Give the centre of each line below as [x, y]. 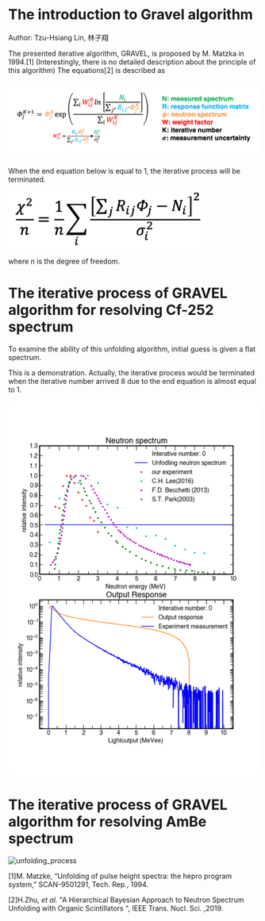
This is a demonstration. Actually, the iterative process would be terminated [132, 372]
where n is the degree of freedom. [64, 261]
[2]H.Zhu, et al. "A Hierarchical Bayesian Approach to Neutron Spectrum [126, 900]
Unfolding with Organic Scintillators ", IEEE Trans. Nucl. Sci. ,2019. [116, 908]
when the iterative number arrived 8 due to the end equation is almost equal [132, 381]
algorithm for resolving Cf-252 [111, 310]
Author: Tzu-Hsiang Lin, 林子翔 [59, 37]
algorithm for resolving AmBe [108, 821]
